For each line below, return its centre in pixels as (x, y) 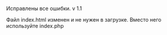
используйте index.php (35, 26)
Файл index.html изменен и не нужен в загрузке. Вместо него (84, 20)
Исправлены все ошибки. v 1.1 (44, 8)
